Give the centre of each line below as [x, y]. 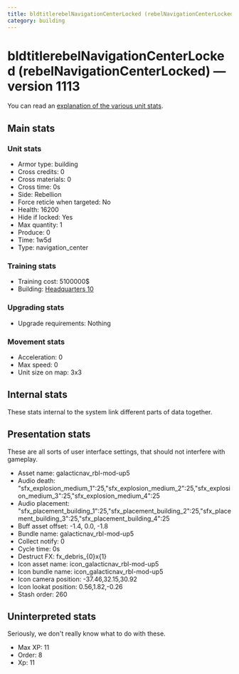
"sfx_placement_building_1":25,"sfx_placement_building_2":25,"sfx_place [124, 511]
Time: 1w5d [34, 240]
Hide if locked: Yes [45, 218]
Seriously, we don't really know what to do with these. [86, 634]
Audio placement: [43, 503]
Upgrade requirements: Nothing [64, 323]
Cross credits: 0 [41, 172]
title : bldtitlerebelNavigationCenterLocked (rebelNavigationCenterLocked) [122, 14]
